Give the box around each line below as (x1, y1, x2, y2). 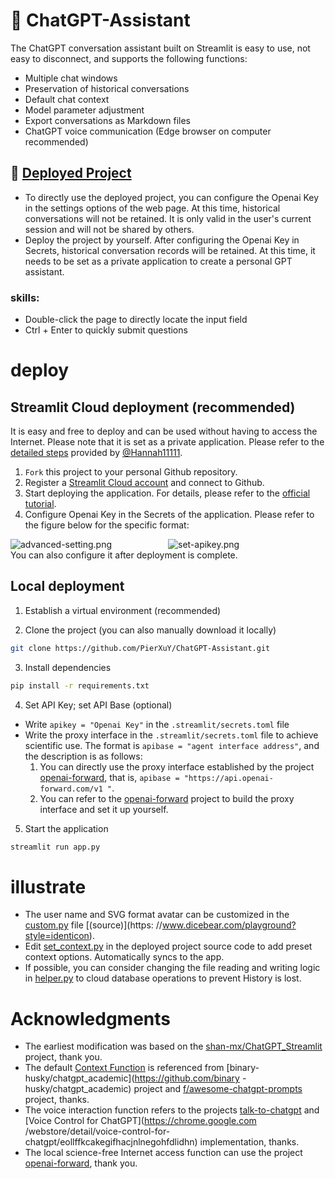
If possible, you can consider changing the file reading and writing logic (24, 962, 321, 974)
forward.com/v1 (39, 784, 103, 794)
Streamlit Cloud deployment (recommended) (10, 399, 296, 416)
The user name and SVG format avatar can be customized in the (24, 909, 290, 921)
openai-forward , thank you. (24, 1157, 138, 1169)
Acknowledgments (10, 1007, 172, 1030)
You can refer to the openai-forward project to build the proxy (39, 792, 295, 804)
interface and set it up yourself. (39, 803, 169, 815)
